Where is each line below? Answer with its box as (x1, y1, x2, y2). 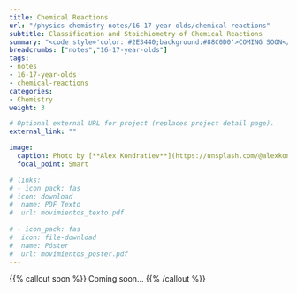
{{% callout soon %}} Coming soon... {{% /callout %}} (9, 274, 206, 284)
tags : (9, 54, 29, 63)
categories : (9, 86, 53, 95)
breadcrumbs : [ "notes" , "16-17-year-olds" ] (9, 46, 168, 55)
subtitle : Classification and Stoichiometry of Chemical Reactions (9, 29, 263, 38)
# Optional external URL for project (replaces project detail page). (9, 119, 275, 128)
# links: (9, 176, 42, 184)
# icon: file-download (9, 233, 97, 242)
